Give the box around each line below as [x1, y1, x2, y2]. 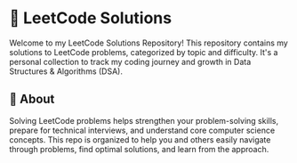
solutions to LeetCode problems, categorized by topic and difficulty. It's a [9, 46, 278, 57]
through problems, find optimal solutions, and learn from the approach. [9, 143, 269, 154]
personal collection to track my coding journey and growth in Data [9, 56, 252, 67]
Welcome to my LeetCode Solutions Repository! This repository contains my [9, 37, 289, 48]
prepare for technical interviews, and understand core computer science [9, 125, 276, 135]
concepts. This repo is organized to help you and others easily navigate [9, 134, 271, 145]
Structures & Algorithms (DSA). [9, 66, 123, 77]
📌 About [9, 92, 55, 107]
